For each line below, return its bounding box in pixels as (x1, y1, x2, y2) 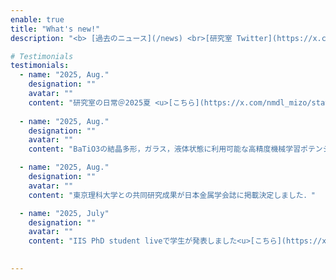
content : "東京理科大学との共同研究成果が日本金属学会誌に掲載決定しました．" (28, 190, 316, 200)
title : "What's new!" (10, 24, 101, 34)
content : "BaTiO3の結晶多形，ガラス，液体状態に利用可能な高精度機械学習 (28, 144, 302, 155)
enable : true (10, 14, 65, 25)
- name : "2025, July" (19, 208, 110, 218)
